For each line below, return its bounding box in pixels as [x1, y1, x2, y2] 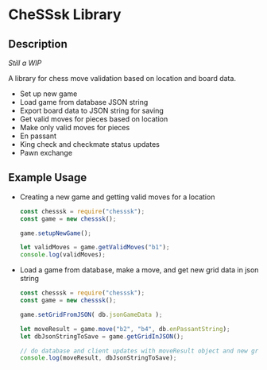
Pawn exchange [19, 148, 73, 157]
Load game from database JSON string [19, 98, 149, 106]
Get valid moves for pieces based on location [19, 114, 168, 124]
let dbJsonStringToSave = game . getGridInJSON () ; [19, 332, 184, 341]
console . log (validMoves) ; [19, 251, 106, 259]
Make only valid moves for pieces [19, 123, 130, 132]
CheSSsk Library [8, 6, 122, 24]
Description [8, 37, 68, 51]
